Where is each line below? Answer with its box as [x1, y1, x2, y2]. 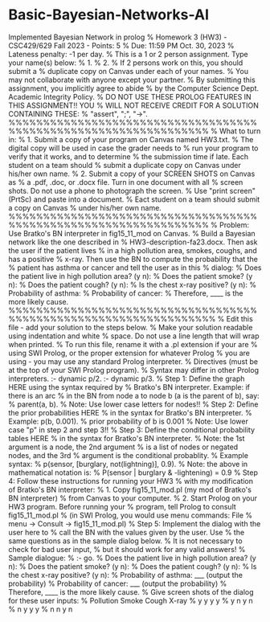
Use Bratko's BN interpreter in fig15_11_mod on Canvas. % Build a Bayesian [8, 228, 256, 238]
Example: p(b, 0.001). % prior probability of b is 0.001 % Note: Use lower [8, 416, 249, 426]
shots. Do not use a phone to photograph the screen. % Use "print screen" [8, 186, 256, 195]
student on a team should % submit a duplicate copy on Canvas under [8, 160, 241, 170]
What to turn [219, 126, 261, 136]
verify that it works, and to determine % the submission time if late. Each [8, 151, 249, 162]
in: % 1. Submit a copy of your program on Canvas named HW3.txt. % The [8, 134, 254, 144]
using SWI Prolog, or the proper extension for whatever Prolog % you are [8, 348, 251, 358]
